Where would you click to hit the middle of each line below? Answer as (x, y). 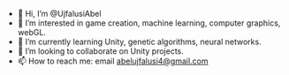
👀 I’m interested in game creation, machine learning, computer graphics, (149, 23)
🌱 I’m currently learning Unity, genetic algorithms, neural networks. (140, 41)
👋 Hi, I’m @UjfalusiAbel (59, 14)
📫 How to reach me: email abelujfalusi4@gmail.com (113, 61)
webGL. (32, 32)
